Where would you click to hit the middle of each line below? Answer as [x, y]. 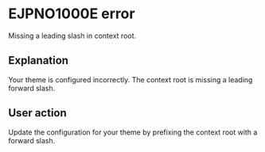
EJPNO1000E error [72, 14]
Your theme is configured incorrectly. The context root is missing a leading [131, 79]
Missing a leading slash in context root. [72, 36]
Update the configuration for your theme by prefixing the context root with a [133, 132]
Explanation [39, 61]
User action [38, 113]
